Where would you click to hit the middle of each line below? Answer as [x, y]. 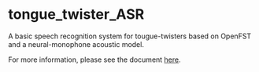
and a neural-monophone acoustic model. [76, 44]
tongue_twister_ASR [76, 14]
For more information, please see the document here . [94, 59]
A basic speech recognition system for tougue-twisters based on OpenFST [130, 36]
